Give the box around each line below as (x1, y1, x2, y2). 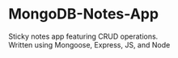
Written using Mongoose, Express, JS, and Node (8, 39, 171, 49)
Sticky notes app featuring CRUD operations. (8, 31, 159, 41)
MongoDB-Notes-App (8, 5, 159, 23)
